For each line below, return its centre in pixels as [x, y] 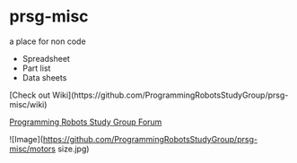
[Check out [30, 95]
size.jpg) [74, 149]
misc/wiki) [28, 104]
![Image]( [26, 139]
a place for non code [48, 41]
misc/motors [33, 149]
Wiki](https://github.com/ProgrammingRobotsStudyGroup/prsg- [170, 95]
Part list [36, 68]
